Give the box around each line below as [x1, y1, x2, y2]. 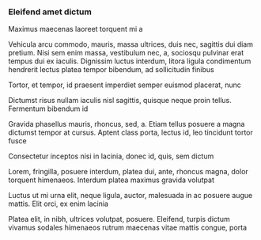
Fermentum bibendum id [8, 104, 89, 113]
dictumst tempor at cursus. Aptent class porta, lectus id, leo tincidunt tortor [8, 128, 253, 137]
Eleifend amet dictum [8, 6, 93, 17]
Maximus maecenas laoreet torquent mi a [8, 25, 143, 34]
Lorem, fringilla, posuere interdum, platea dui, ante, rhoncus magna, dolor [8, 167, 249, 177]
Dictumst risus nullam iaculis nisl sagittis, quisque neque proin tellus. [8, 96, 232, 105]
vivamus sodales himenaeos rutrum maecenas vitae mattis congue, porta [8, 223, 248, 232]
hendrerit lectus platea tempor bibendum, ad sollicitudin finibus [8, 65, 215, 74]
